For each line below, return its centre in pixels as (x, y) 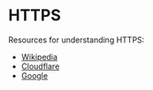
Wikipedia (39, 56)
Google (34, 75)
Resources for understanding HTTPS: (76, 40)
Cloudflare (40, 66)
